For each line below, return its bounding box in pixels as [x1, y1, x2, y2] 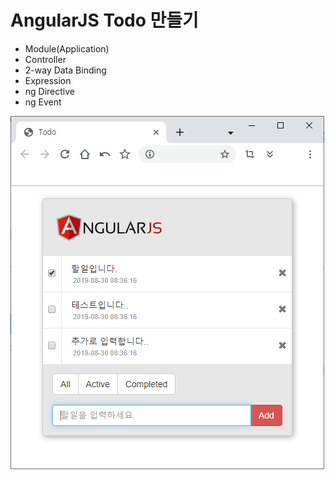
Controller [24, 53, 67, 65]
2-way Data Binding [24, 64, 107, 76]
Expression [24, 74, 72, 86]
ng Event [24, 96, 62, 108]
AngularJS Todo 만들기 [10, 9, 199, 32]
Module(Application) [24, 42, 110, 55]
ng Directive [24, 85, 76, 97]
